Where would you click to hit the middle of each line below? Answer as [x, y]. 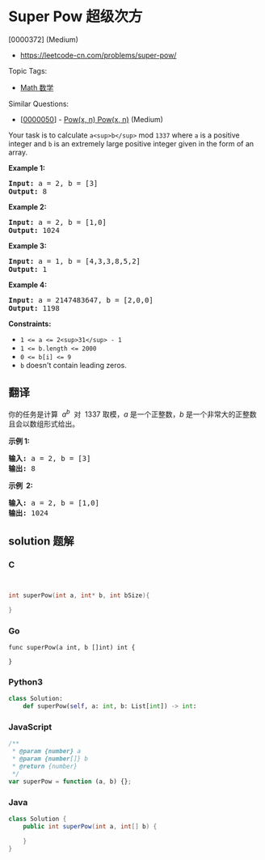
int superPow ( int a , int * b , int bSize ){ [79, 595]
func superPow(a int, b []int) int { [72, 648]
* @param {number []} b [50, 759]
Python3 [25, 682]
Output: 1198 [34, 308]
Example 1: [27, 167]
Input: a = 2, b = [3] [53, 183]
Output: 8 [27, 191]
